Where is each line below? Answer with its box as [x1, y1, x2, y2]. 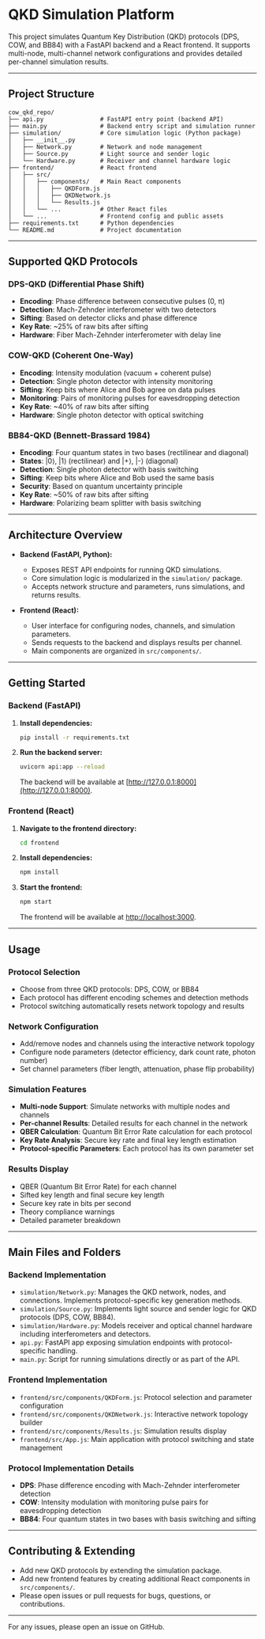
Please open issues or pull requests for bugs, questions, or [19, 1591, 211, 1600]
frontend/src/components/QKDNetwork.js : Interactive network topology [19, 1409, 248, 1418]
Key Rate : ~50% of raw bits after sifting [19, 490, 149, 499]
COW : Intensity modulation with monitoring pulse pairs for [19, 1497, 209, 1507]
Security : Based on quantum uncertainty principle [19, 481, 183, 491]
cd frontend [19, 839, 59, 847]
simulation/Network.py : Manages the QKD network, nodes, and [19, 1288, 226, 1297]
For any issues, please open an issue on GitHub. [8, 1622, 165, 1631]
